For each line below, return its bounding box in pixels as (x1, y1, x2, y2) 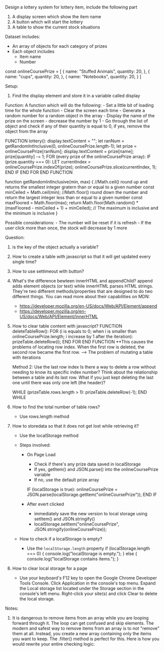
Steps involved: (19, 442, 51, 448)
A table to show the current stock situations (12, 24, 100, 30)
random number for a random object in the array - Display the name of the (5, 113, 155, 119)
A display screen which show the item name (12, 14, 101, 19)
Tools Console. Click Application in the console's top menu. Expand (19, 580, 156, 586)
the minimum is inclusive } (5, 210, 58, 216)
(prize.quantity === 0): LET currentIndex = (5, 159, 91, 164)
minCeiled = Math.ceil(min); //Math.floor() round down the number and (5, 189, 148, 195)
